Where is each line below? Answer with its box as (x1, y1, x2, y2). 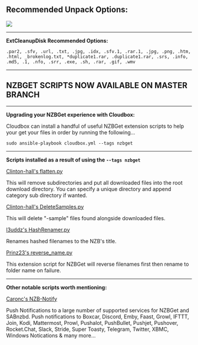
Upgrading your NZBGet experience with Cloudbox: (6, 111, 136, 118)
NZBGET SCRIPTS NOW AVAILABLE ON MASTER (6, 80, 187, 91)
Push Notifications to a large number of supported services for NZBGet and (6, 307, 190, 314)
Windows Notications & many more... (6, 331, 96, 339)
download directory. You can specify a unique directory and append (6, 185, 171, 192)
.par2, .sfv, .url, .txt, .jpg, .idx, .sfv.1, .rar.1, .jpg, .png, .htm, (6, 49, 192, 54)
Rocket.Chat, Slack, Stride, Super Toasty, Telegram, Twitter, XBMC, (6, 325, 169, 333)
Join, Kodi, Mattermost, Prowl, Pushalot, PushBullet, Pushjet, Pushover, (6, 319, 179, 326)
